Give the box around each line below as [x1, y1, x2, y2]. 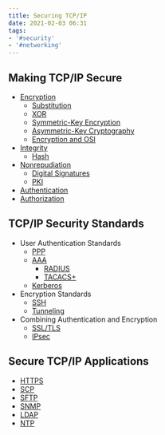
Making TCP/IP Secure [8, 71, 123, 85]
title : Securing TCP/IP [8, 11, 88, 20]
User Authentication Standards [19, 238, 121, 247]
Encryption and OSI [31, 134, 96, 144]
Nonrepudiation [19, 160, 72, 169]
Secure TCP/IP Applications [8, 354, 149, 368]
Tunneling [31, 306, 65, 315]
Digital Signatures [31, 168, 90, 178]
